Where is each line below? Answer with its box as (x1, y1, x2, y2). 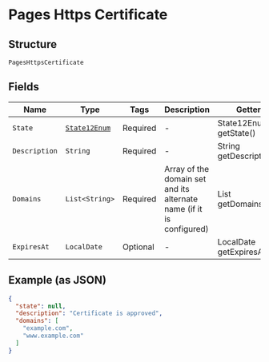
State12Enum (65, 123, 111, 133)
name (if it (163, 203, 203, 214)
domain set (163, 173, 207, 185)
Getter (235, 104, 262, 115)
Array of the (163, 163, 210, 174)
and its (163, 183, 190, 194)
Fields (8, 80, 40, 93)
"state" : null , (15, 302, 66, 310)
